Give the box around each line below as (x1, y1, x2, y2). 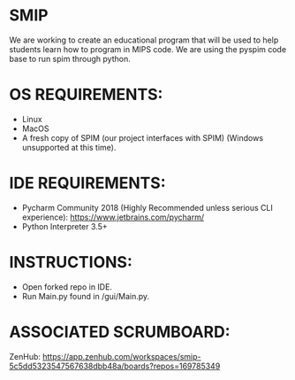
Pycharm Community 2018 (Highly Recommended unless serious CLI (21, 202, 274, 213)
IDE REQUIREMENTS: (9, 174, 166, 193)
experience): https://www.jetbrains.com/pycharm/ (21, 212, 205, 222)
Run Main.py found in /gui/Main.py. (21, 291, 150, 301)
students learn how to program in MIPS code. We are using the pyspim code (9, 43, 287, 54)
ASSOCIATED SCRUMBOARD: (9, 322, 231, 342)
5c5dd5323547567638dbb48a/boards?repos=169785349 (9, 361, 221, 371)
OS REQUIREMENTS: (9, 85, 163, 105)
